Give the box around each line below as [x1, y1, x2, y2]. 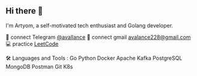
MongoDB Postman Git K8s [5, 63, 73, 70]
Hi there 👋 [5, 6, 43, 16]
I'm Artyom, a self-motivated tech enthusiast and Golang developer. [5, 22, 174, 29]
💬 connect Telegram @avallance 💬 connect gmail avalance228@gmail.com [5, 34, 191, 41]
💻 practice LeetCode [5, 40, 59, 47]
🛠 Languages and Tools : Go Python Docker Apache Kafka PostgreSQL [5, 54, 183, 62]
